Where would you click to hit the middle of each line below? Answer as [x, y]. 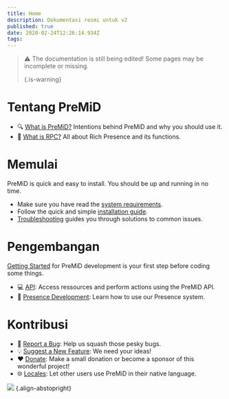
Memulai [33, 164]
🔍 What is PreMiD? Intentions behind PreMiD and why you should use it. [120, 127]
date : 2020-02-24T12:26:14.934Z [53, 33]
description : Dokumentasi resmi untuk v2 [67, 20]
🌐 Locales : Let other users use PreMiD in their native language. [107, 374]
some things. [25, 273]
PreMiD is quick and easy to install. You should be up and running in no [108, 184]
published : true [30, 26]
